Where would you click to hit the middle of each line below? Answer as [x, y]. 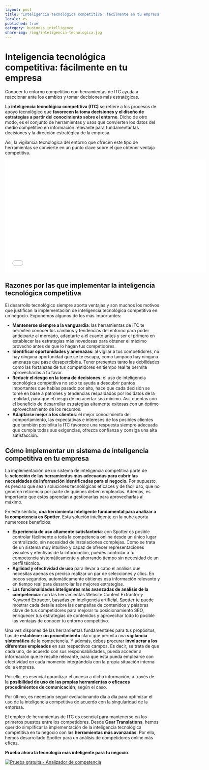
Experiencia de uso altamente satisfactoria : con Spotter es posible [81, 532]
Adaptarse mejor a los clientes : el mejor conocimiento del [72, 414]
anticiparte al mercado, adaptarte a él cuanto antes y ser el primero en [84, 336]
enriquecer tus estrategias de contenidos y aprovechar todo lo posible [83, 616]
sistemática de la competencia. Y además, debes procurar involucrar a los [81, 641]
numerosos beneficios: [28, 522]
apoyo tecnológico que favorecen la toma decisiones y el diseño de [75, 112]
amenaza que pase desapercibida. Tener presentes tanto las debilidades [86, 362]
